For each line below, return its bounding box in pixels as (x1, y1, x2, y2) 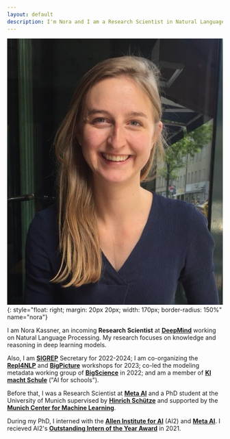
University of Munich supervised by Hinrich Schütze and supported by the (7, 397, 218, 405)
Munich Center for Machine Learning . (7, 404, 116, 412)
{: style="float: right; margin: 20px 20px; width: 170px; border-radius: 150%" (7, 305, 222, 314)
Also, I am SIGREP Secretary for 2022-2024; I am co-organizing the (7, 354, 199, 362)
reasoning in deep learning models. (7, 341, 107, 349)
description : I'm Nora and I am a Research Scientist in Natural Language (7, 18, 225, 25)
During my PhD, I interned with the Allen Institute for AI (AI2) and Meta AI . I (7, 417, 220, 425)
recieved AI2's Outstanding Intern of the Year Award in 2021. (7, 425, 181, 433)
